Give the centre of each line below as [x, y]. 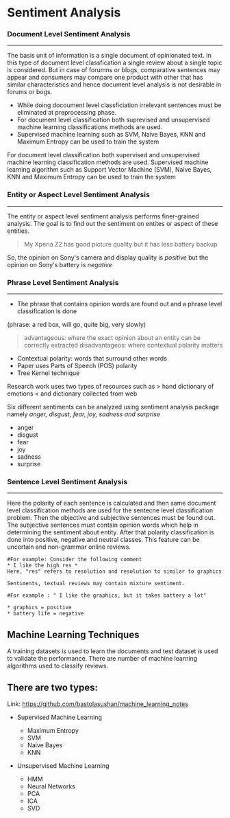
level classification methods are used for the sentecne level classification [110, 510]
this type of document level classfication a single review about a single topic [115, 63]
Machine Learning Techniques [73, 634]
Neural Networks [51, 786]
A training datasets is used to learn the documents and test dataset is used [113, 651]
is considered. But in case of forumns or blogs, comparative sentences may [114, 70]
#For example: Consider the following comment [75, 560]
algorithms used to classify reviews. [57, 666]
